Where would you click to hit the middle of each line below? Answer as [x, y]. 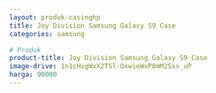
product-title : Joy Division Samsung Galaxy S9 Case [108, 58]
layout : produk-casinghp [55, 17]
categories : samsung [47, 34]
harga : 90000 [33, 75]
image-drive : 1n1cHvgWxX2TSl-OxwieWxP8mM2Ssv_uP [100, 66]
